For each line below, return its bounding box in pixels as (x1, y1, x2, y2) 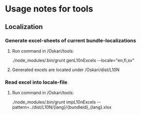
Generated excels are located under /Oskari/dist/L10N (12, 67, 120, 72)
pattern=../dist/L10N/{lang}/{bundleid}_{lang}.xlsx (12, 104, 111, 110)
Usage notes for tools (5, 3, 94, 14)
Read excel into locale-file (5, 79, 68, 86)
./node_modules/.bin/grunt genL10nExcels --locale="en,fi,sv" (12, 57, 135, 63)
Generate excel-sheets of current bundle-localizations (5, 37, 137, 44)
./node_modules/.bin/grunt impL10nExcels (12, 99, 96, 105)
